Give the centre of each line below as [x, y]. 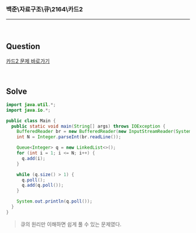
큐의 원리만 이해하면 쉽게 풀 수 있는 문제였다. [71, 224]
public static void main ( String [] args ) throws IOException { [88, 126]
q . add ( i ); [33, 158]
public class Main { [31, 121]
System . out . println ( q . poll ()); [55, 201]
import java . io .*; [28, 110]
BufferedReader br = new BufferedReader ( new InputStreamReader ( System [104, 132]
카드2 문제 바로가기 [28, 61]
